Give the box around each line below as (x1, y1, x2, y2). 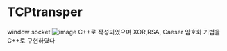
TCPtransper (7, 4, 83, 20)
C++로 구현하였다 (7, 36, 56, 45)
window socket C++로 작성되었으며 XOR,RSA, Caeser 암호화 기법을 (7, 28, 221, 36)
